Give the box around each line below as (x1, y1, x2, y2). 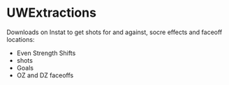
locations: (6, 35, 35, 43)
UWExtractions (6, 5, 97, 21)
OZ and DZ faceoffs (16, 71, 74, 79)
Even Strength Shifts (16, 49, 76, 57)
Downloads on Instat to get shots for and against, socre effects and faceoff (6, 28, 223, 36)
